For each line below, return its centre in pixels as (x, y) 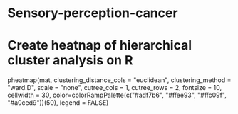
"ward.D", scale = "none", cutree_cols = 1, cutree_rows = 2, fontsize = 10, (115, 88)
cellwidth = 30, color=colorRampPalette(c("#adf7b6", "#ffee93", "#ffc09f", (117, 95)
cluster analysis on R (70, 61)
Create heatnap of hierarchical (100, 46)
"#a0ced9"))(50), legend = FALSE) (58, 103)
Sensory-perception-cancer (93, 13)
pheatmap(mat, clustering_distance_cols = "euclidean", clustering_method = (119, 80)
